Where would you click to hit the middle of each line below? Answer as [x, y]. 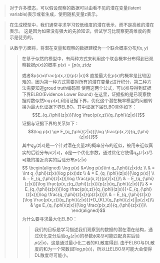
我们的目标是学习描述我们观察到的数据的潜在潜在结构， [91, 229]
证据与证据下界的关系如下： [50, 123]
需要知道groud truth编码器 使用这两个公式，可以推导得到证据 [89, 88]
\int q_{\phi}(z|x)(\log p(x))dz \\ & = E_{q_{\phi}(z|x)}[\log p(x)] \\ [88, 173]
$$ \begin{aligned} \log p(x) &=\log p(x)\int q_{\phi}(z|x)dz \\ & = [88, 168]
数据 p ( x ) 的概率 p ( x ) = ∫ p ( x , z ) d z [59, 65]
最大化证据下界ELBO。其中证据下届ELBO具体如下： [84, 107]
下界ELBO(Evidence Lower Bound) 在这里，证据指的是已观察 [84, 94]
